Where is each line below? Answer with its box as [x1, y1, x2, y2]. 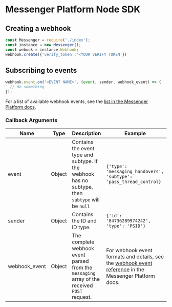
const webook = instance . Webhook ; [5, 47, 79, 52]
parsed [71, 258, 89, 265]
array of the [71, 276, 100, 283]
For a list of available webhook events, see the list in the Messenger [5, 98, 148, 105]
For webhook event [106, 247, 153, 254]
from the [71, 264, 93, 271]
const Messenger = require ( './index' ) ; [5, 37, 91, 43]
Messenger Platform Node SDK [5, 4, 141, 15]
